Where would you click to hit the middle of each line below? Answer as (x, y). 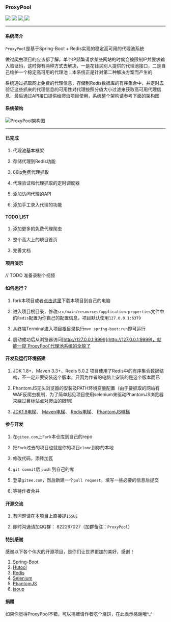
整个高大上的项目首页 (35, 240)
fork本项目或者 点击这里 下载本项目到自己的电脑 (62, 301)
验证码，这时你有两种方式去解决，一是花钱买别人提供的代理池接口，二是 (85, 65)
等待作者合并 (26, 491)
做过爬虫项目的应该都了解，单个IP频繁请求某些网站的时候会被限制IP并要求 (83, 59)
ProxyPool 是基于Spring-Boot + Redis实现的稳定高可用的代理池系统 (75, 48)
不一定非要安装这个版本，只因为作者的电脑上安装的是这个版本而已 (91, 377)
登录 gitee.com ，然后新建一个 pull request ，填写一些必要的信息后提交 (86, 480)
